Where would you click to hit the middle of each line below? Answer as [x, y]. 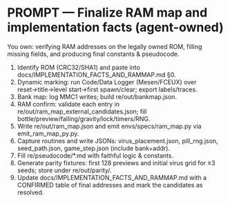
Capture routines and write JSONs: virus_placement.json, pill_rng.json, [118, 140]
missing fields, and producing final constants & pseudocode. [93, 54]
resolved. [30, 192]
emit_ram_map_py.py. [48, 134]
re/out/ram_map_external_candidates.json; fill [82, 111]
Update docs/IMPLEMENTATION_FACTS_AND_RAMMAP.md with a [112, 177]
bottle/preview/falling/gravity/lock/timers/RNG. [84, 118]
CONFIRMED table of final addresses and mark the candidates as [110, 185]
